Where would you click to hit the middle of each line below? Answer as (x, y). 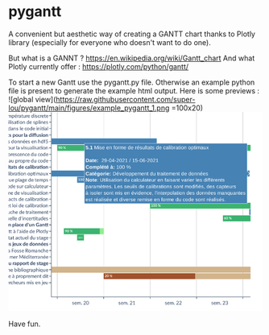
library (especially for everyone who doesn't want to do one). (110, 42)
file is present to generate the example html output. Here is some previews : (134, 90)
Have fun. (25, 324)
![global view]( (32, 99)
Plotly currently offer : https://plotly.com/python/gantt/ (99, 66)
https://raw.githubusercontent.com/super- (126, 99)
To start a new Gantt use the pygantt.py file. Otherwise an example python (132, 82)
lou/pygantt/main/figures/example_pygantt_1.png (89, 108)
